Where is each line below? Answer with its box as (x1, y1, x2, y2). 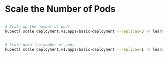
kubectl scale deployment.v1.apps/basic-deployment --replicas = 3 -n (5, 29, 151, 34)
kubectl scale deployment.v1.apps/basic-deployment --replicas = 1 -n (5, 47, 151, 52)
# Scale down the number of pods (5, 42, 75, 47)
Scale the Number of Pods (5, 3, 116, 15)
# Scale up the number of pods (5, 24, 70, 29)
